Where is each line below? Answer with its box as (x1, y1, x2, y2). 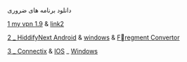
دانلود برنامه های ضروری (7, 6, 72, 14)
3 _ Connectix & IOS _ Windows (7, 47, 98, 55)
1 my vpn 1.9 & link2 (7, 20, 65, 27)
